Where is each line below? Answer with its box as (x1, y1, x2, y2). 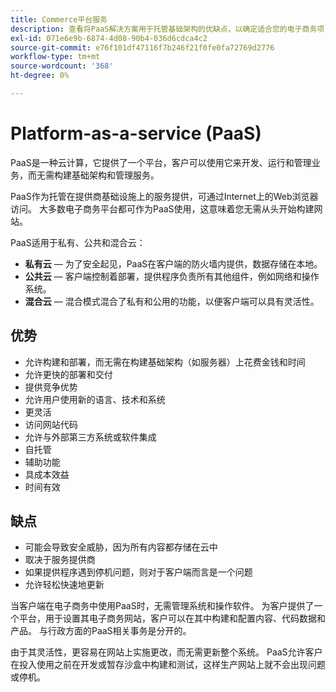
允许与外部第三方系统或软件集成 (24, 431, 157, 443)
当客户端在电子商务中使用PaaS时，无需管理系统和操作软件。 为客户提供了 (10, 600, 315, 612)
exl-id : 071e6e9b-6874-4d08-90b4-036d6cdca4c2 (10, 33, 208, 43)
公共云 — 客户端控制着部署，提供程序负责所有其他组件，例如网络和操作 (24, 270, 320, 282)
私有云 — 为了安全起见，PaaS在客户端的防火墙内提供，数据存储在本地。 (24, 257, 323, 270)
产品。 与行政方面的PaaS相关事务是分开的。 (10, 625, 192, 637)
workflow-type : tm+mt (10, 52, 101, 62)
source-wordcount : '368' (10, 61, 114, 71)
